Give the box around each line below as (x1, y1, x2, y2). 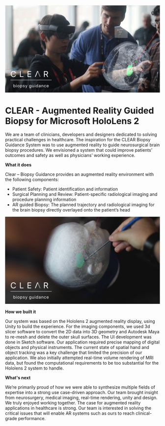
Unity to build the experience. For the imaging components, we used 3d (5, 323, 150, 329)
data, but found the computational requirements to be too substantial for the (5, 360, 159, 366)
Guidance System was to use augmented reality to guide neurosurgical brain (5, 142, 160, 148)
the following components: (5, 177, 59, 183)
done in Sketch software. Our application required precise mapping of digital (5, 339, 160, 345)
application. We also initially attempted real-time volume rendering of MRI (5, 354, 154, 361)
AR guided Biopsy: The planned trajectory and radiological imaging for (12, 202, 155, 208)
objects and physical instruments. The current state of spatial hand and (5, 344, 150, 350)
